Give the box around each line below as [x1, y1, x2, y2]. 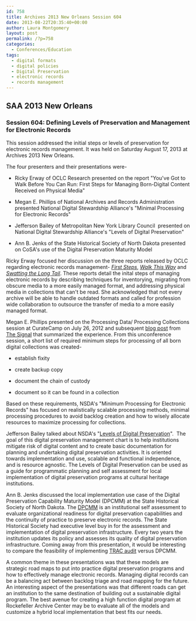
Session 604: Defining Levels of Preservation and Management [6, 118, 190, 127]
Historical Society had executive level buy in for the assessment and [6, 522, 171, 529]
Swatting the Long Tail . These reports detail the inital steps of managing [6, 269, 180, 277]
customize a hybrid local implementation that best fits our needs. [6, 608, 163, 615]
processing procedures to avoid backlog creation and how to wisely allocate [6, 412, 190, 419]
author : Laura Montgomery [6, 25, 69, 31]
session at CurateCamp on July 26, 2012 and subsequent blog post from [6, 325, 181, 332]
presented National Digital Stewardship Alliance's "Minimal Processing [14, 204, 184, 211]
